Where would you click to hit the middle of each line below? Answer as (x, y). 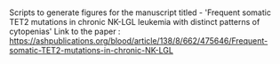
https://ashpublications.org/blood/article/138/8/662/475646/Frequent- (139, 41)
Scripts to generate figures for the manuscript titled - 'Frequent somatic (140, 12)
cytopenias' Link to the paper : (65, 32)
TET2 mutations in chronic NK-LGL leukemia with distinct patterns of (135, 22)
